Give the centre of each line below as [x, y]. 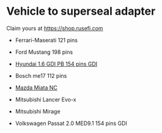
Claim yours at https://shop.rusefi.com [55, 28]
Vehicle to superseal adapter [81, 11]
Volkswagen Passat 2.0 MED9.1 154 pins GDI [71, 123]
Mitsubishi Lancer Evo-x [46, 99]
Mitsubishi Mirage [38, 111]
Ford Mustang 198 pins [44, 52]
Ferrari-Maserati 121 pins [46, 40]
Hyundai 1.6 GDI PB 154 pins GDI [56, 64]
